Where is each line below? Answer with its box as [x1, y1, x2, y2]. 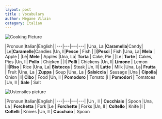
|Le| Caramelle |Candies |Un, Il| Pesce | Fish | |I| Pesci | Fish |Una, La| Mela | [5, 49, 155, 54]
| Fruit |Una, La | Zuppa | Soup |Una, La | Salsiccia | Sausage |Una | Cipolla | [5, 69, 158, 75]
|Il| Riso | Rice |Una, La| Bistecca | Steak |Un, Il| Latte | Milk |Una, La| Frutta [5, 64, 156, 70]
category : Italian [5, 20, 42, 26]
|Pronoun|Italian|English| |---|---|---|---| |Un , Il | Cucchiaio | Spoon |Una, [5, 98, 153, 104]
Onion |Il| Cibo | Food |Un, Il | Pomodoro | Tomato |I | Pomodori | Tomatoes [5, 74, 156, 80]
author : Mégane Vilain [5, 16, 51, 21]
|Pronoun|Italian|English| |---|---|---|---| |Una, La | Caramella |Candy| [5, 43, 143, 49]
